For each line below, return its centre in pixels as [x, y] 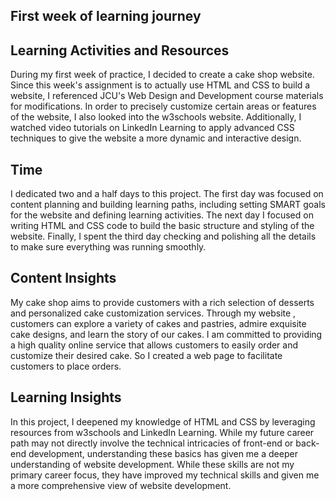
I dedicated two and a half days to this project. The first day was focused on [167, 194]
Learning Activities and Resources [120, 50]
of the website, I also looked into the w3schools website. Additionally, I [156, 117]
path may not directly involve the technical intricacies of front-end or [152, 443]
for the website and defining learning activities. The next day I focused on [162, 215]
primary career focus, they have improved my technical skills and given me [165, 475]
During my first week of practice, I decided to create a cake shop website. [162, 75]
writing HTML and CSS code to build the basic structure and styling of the [162, 226]
